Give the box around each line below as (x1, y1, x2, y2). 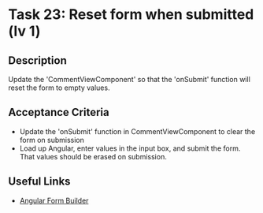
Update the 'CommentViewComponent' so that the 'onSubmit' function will (8, 75, 250, 84)
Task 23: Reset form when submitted (8, 6, 254, 24)
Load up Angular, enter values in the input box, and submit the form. (19, 144, 241, 153)
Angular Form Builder (19, 196, 89, 205)
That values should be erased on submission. (19, 151, 167, 161)
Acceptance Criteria (8, 106, 109, 119)
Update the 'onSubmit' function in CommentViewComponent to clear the (19, 126, 256, 136)
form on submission (19, 135, 84, 144)
